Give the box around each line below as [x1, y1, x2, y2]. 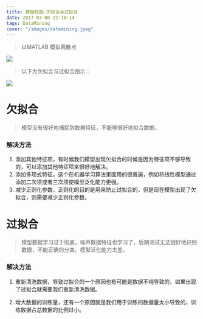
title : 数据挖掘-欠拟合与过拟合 [6, 9, 78, 15]
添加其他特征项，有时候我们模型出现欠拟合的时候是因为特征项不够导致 [15, 156, 191, 163]
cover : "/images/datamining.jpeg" [6, 26, 94, 32]
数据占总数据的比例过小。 [20, 306, 85, 314]
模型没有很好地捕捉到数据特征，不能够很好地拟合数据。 [21, 124, 160, 131]
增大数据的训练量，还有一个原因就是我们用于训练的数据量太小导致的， [15, 298, 191, 306]
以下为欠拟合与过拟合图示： [21, 68, 91, 75]
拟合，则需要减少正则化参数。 [15, 194, 90, 201]
